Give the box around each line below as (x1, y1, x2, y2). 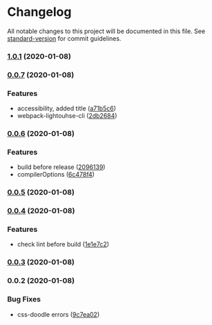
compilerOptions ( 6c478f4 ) (17, 170, 95, 179)
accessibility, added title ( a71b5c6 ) (17, 104, 116, 112)
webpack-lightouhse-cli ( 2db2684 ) (17, 112, 117, 120)
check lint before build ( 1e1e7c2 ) (17, 240, 109, 248)
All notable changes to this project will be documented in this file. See (7, 27, 206, 35)
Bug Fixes (7, 295, 41, 304)
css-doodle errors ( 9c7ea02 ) (17, 310, 100, 318)
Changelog (7, 4, 72, 20)
